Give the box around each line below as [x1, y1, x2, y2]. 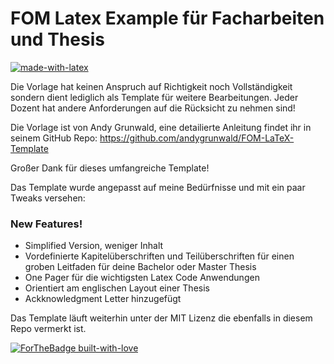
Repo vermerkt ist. [10, 323, 87, 335]
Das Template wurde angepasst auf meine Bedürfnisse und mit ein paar [10, 181, 306, 193]
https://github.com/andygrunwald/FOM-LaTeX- [99, 132, 295, 144]
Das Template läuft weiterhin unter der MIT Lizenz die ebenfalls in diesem [10, 312, 313, 324]
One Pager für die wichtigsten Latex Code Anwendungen [24, 272, 260, 284]
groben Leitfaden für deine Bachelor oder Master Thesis [24, 261, 257, 273]
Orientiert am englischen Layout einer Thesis [24, 282, 210, 294]
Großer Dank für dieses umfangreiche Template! [10, 162, 210, 174]
